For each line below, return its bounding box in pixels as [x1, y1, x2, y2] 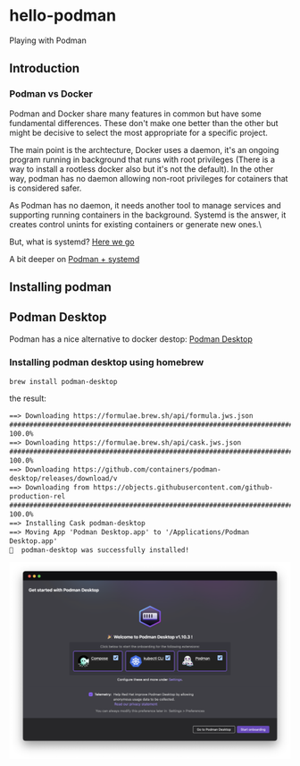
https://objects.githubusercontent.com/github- [93, 483, 274, 492]
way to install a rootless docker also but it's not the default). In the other [9, 163, 274, 174]
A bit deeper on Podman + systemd [9, 253, 140, 264]
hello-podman [9, 5, 117, 26]
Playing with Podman [9, 35, 87, 46]
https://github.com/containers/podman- [72, 465, 221, 474]
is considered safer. [9, 183, 82, 193]
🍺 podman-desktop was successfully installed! [9, 546, 190, 555]
